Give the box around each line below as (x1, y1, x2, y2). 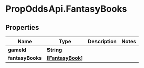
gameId (8, 46, 27, 53)
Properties (5, 23, 39, 32)
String (46, 46, 62, 53)
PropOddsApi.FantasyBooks (5, 3, 127, 15)
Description (87, 38, 117, 45)
